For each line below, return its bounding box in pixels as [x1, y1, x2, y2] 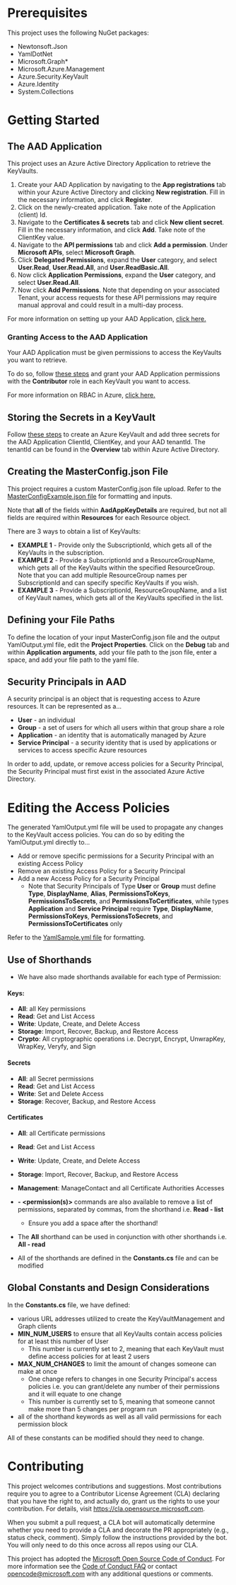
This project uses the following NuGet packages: [7, 28, 150, 37]
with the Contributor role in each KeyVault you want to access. [7, 377, 191, 385]
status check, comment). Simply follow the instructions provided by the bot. [7, 1533, 228, 1542]
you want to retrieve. [7, 356, 68, 364]
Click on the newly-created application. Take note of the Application [17, 203, 216, 211]
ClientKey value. [17, 232, 65, 242]
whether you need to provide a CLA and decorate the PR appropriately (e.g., [7, 1525, 230, 1534]
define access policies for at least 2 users [28, 1352, 150, 1360]
